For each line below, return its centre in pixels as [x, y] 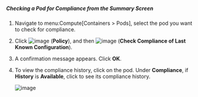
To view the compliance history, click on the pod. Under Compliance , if [101, 70]
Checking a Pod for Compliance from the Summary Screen [80, 8]
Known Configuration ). [43, 47]
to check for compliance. [45, 29]
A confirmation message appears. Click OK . [68, 59]
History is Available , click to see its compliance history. [82, 76]
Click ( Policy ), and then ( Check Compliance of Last [100, 41]
